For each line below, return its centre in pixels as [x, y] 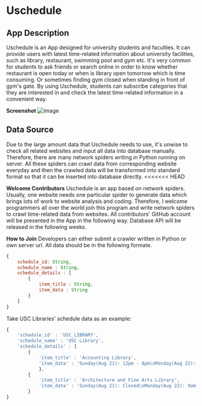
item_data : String [63, 290]
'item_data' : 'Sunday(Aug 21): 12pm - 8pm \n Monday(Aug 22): [117, 363]
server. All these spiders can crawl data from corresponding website [92, 164]
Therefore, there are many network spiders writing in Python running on [96, 157]
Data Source [30, 130]
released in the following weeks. [46, 227]
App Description [38, 33]
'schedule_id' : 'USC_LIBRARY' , [58, 335]
